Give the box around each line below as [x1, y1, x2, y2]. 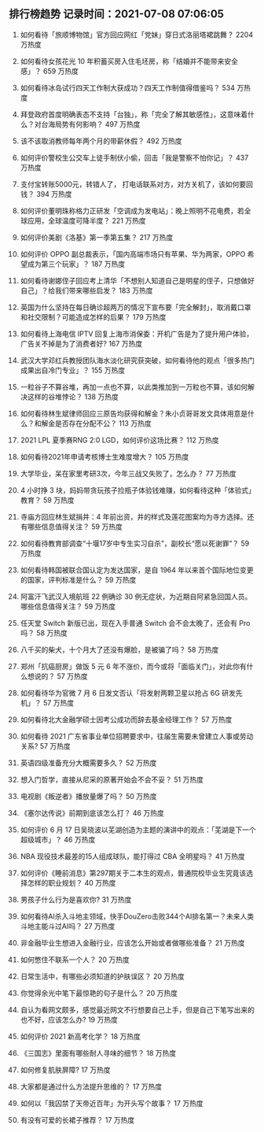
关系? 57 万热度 [20, 741, 71, 750]
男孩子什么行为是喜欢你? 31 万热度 [20, 894, 132, 904]
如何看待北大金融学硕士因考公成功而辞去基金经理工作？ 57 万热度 [20, 715, 233, 724]
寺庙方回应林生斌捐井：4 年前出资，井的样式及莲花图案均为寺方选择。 [20, 512, 247, 521]
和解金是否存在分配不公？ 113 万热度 [34, 418, 152, 427]
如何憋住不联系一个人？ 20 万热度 [20, 955, 130, 964]
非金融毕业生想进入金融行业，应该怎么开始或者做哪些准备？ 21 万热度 [20, 938, 245, 947]
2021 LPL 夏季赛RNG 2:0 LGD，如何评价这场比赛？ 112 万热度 [20, 435, 219, 445]
